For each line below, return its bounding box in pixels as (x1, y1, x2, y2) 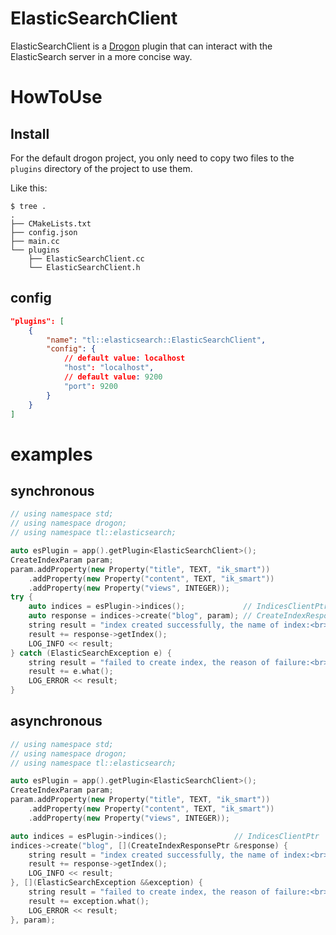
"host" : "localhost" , (63, 363, 155, 373)
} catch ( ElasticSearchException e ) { (10, 648, 172, 658)
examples (10, 443, 93, 466)
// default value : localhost (63, 353, 186, 364)
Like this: (10, 182, 48, 194)
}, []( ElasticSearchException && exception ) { (10, 878, 203, 888)
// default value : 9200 (63, 372, 163, 382)
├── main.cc (10, 236, 60, 246)
